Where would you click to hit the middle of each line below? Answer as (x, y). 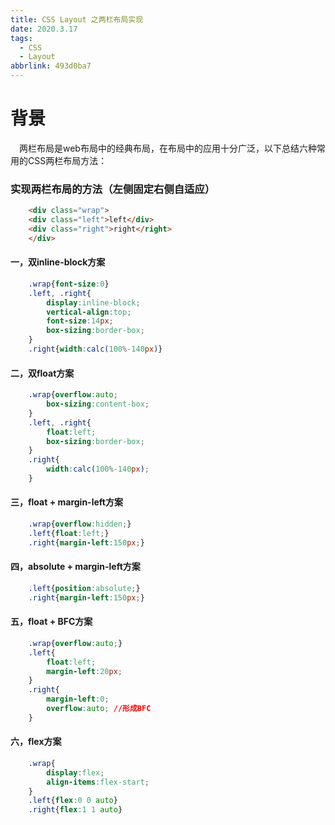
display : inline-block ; (93, 302)
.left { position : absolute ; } (84, 588)
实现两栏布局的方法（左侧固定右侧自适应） (113, 189)
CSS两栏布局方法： (67, 160)
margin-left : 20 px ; (84, 671)
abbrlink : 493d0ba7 (51, 66)
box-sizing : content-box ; (98, 404)
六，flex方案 (36, 742)
